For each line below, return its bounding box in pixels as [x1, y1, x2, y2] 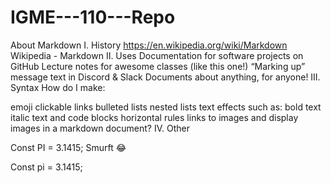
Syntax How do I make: [10, 81, 106, 93]
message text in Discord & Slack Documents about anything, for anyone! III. [10, 71, 321, 83]
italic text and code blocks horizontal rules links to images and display [10, 111, 299, 123]
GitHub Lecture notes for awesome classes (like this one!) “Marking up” [10, 60, 306, 72]
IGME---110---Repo [10, 6, 176, 29]
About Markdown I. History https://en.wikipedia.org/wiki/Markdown [10, 39, 288, 51]
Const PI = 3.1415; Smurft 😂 [10, 141, 127, 153]
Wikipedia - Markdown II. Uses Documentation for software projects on [10, 49, 304, 61]
